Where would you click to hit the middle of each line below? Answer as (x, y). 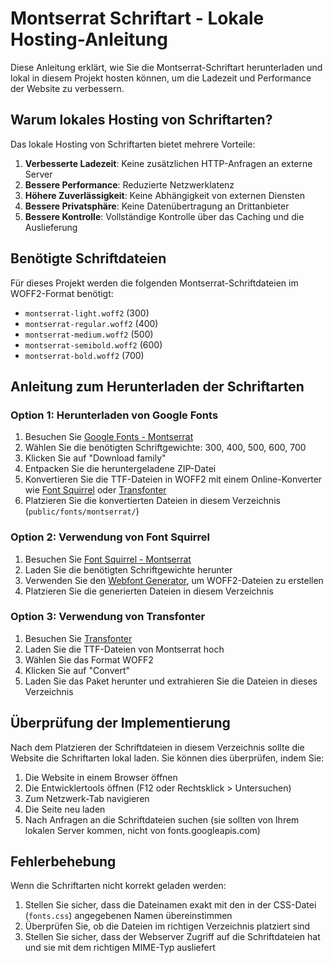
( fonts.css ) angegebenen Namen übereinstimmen (128, 916)
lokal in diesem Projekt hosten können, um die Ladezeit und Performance (161, 78)
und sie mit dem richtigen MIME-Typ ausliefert (120, 948)
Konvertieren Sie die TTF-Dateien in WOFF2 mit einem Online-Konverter (173, 479)
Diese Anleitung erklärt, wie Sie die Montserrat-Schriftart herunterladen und (166, 67)
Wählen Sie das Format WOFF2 (89, 659)
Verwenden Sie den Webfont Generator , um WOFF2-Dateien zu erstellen (174, 580)
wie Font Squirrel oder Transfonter (95, 490)
